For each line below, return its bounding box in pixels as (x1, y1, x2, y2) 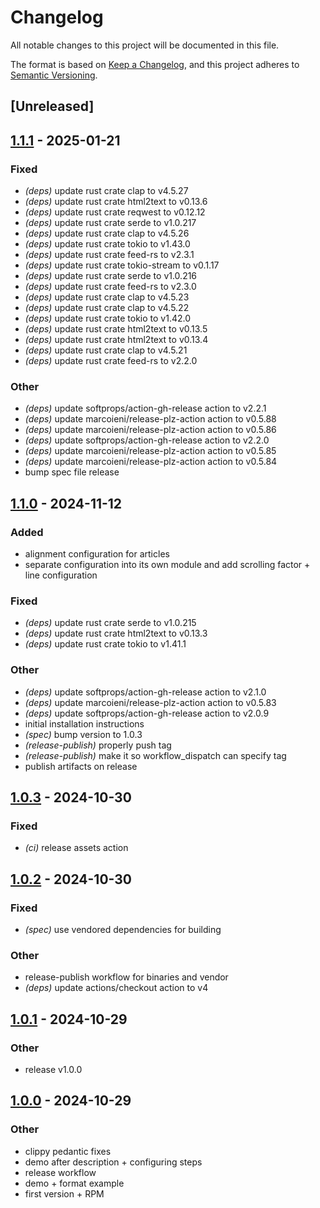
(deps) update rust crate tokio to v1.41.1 (24, 638, 187, 650)
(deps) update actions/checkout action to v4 (24, 982, 209, 994)
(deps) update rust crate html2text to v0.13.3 (24, 627, 208, 640)
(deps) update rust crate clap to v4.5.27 (24, 185, 189, 197)
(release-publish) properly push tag (24, 739, 172, 751)
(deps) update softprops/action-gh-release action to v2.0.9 (24, 707, 270, 719)
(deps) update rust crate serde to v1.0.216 (24, 270, 198, 282)
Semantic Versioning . (10, 69, 98, 81)
